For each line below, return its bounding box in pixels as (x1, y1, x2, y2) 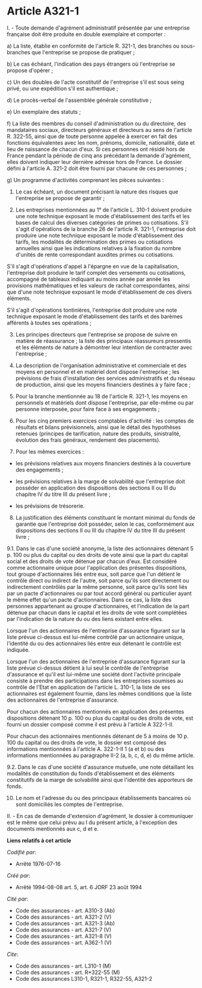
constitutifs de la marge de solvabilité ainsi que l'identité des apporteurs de (7, 776, 193, 783)
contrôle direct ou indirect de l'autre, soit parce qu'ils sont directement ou (7, 577, 189, 584)
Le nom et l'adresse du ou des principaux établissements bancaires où (15, 794, 191, 801)
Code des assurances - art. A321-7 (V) (15, 926, 112, 933)
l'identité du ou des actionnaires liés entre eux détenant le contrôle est (7, 640, 181, 647)
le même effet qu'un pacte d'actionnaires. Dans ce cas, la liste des (7, 596, 172, 603)
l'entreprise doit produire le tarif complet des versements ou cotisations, (7, 269, 186, 276)
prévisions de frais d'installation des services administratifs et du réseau (15, 374, 195, 382)
